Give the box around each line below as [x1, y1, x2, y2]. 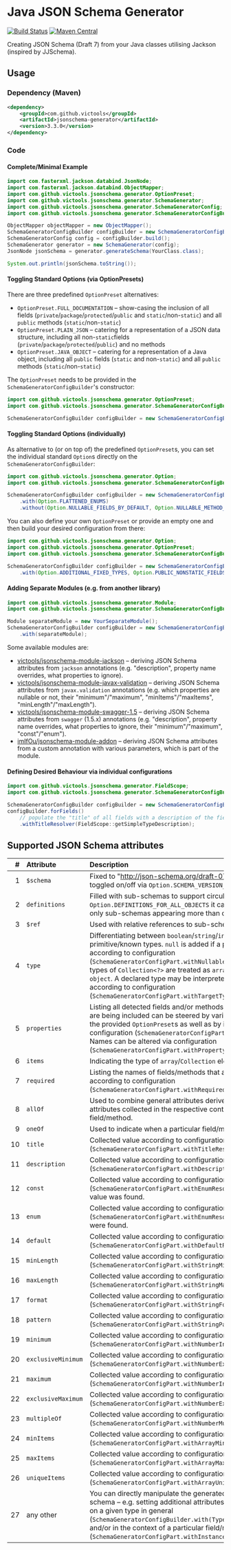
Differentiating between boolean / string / [89, 931, 219, 941]
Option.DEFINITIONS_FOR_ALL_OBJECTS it [89, 900, 215, 910]
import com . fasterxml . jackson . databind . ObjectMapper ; [7, 184, 165, 191]
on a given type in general [89, 1506, 174, 1516]
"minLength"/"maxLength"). [16, 700, 97, 708]
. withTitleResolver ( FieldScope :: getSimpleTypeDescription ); [19, 820, 195, 827]
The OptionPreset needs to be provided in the [7, 375, 137, 384]
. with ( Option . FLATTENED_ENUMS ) [19, 498, 109, 505]
